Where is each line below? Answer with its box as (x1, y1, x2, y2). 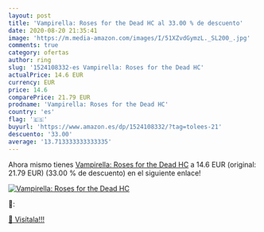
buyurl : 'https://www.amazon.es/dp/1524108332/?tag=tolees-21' (8, 123, 223, 131)
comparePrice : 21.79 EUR (8, 93, 91, 101)
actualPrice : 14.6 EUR (8, 71, 83, 79)
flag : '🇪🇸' (8, 116, 48, 124)
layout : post (8, 11, 52, 20)
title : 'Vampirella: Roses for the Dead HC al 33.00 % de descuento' (8, 19, 244, 27)
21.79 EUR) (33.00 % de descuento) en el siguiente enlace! (8, 168, 201, 178)
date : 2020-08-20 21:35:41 (8, 26, 98, 34)
